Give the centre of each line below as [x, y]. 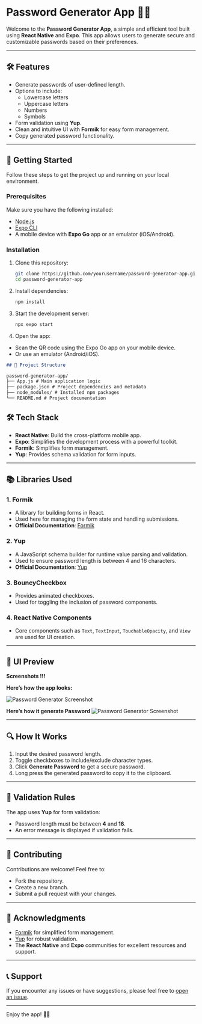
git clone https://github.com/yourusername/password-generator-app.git [106, 274]
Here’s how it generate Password [48, 711]
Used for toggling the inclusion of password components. [86, 602]
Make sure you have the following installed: [60, 209]
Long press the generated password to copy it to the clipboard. [93, 773]
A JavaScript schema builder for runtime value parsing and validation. [101, 554]
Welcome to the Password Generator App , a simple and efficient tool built [98, 29]
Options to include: [38, 91]
